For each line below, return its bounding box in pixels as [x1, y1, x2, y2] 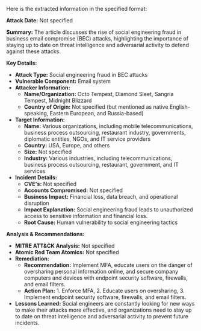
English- [169, 103, 191, 111]
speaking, [23, 110, 49, 117]
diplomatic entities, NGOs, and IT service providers [23, 135, 151, 143]
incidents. [14, 320, 40, 326]
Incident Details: [14, 174, 57, 181]
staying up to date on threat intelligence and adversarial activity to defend [6, 42, 190, 48]
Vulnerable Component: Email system [14, 78, 111, 85]
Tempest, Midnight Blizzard [23, 97, 92, 104]
